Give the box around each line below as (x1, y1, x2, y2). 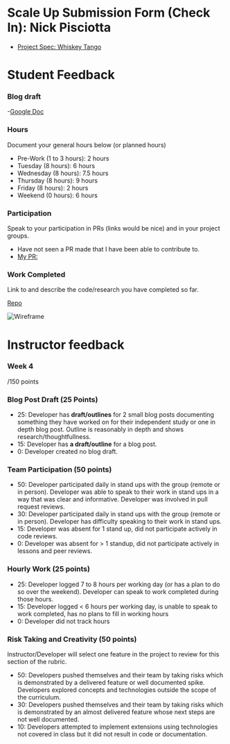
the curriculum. (17, 693, 61, 701)
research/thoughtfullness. (17, 433, 91, 441)
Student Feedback (7, 67, 116, 83)
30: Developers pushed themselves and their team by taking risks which (17, 700, 224, 709)
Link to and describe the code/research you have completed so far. (7, 286, 200, 294)
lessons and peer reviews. (17, 547, 92, 555)
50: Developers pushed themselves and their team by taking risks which (17, 670, 224, 679)
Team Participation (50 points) (7, 465, 112, 474)
